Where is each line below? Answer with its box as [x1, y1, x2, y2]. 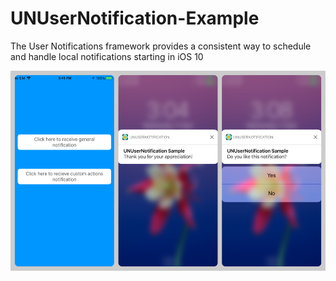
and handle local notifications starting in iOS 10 [10, 50, 204, 62]
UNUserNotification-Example [10, 7, 260, 30]
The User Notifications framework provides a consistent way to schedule [10, 40, 312, 52]
